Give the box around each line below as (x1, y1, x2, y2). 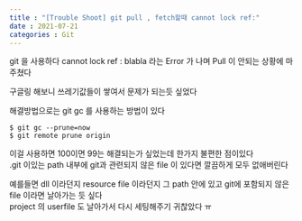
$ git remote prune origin (9, 132, 111, 141)
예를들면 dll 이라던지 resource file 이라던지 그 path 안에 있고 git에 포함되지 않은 (9, 179, 290, 189)
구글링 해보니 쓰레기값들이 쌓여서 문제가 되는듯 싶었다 (9, 87, 197, 97)
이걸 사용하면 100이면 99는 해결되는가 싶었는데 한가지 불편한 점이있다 (9, 148, 254, 159)
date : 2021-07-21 (9, 22, 78, 31)
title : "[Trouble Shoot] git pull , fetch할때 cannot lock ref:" (9, 13, 261, 23)
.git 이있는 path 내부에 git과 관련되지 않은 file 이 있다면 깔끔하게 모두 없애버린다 (9, 160, 288, 170)
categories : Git (9, 30, 75, 39)
